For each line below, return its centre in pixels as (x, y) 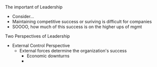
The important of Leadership (34, 7)
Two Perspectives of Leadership (38, 36)
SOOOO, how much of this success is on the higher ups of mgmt (77, 27)
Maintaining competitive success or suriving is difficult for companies (82, 22)
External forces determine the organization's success (73, 51)
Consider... (23, 16)
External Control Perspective (41, 45)
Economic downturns (48, 56)
